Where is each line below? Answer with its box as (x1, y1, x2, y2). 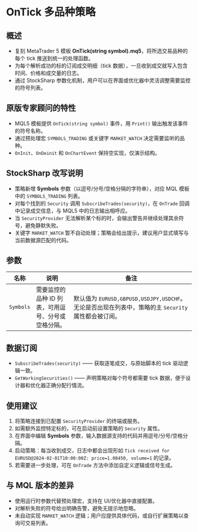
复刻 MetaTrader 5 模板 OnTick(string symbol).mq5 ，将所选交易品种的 (14, 48, 189, 54)
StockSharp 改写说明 (6, 168, 84, 179)
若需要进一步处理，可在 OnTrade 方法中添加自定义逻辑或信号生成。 (14, 462, 176, 469)
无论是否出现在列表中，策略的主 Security (73, 303, 188, 312)
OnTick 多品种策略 (6, 5, 96, 19)
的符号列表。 (14, 84, 46, 91)
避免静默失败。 (25, 222, 62, 229)
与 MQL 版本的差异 (6, 481, 74, 491)
